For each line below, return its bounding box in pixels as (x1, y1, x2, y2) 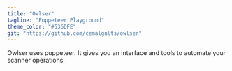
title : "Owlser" (7, 10, 55, 17)
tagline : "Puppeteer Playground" (7, 17, 105, 24)
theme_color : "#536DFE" (7, 23, 77, 30)
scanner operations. (7, 56, 65, 65)
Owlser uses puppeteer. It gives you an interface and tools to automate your (7, 49, 226, 57)
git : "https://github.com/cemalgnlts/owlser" (7, 29, 142, 37)
